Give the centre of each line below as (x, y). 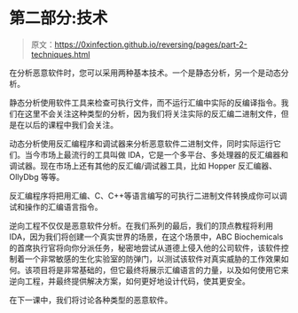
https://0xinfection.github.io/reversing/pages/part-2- (151, 44)
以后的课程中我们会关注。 (71, 124)
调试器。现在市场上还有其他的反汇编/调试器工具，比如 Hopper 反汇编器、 (143, 166)
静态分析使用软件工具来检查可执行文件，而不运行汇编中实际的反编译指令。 (145, 102)
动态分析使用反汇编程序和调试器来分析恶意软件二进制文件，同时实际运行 (141, 144)
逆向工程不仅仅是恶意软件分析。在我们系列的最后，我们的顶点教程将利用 (141, 225)
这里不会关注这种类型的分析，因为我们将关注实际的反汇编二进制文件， (153, 113)
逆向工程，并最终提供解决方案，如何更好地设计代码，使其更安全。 (129, 281)
